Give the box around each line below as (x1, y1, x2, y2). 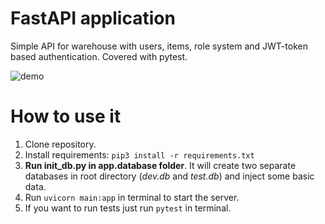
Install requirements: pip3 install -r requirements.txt (24, 148, 255, 161)
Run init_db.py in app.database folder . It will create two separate (24, 159, 297, 171)
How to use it (10, 105, 122, 128)
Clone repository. (24, 138, 97, 150)
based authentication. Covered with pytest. (10, 50, 188, 62)
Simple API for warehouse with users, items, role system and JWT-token (10, 40, 308, 52)
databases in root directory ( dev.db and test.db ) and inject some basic (24, 170, 315, 182)
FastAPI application (10, 7, 176, 30)
